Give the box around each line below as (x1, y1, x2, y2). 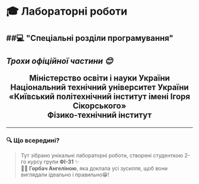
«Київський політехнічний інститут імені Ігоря (8, 91, 191, 101)
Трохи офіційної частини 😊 (6, 56, 114, 66)
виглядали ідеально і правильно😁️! (20, 171, 110, 178)
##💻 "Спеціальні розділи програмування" (6, 33, 174, 43)
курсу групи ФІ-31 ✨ (27, 158, 80, 166)
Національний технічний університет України (10, 82, 189, 92)
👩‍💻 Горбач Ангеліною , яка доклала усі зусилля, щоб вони (20, 165, 168, 172)
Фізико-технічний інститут (47, 110, 152, 120)
